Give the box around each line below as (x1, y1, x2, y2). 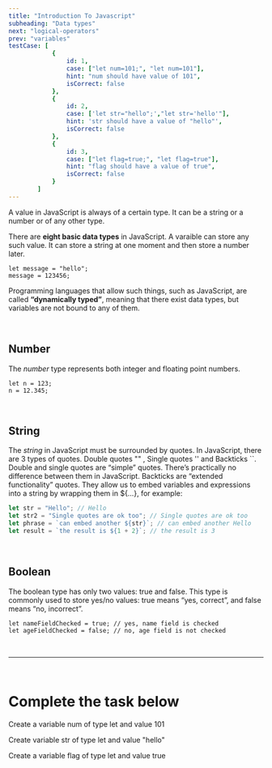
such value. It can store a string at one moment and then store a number (8, 240, 249, 250)
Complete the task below (8, 692, 180, 710)
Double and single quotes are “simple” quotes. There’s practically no (8, 463, 237, 472)
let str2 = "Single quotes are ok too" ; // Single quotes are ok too (8, 512, 249, 520)
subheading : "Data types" (8, 19, 96, 28)
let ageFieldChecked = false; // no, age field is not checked (8, 626, 227, 634)
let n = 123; (8, 379, 53, 387)
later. (8, 249, 26, 258)
